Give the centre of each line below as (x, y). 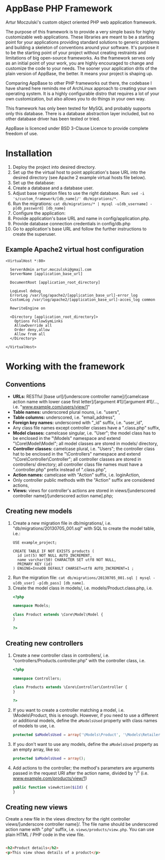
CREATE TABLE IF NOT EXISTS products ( (54, 551)
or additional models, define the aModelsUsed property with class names (85, 721)
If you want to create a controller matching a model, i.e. (69, 710)
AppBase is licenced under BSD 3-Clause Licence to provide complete (77, 128)
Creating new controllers (44, 643)
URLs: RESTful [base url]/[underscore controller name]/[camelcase (81, 396)
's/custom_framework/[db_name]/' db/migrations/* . (65, 198)
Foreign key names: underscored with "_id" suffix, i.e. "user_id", (78, 422)
